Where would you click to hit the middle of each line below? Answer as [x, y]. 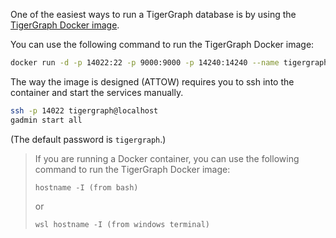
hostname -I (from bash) [86, 187]
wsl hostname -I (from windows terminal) [122, 224]
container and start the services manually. [97, 92]
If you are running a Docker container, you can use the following [167, 158]
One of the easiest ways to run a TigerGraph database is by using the [153, 14]
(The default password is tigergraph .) [88, 139]
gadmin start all [46, 120]
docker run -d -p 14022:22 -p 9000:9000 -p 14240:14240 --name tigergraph [169, 63]
